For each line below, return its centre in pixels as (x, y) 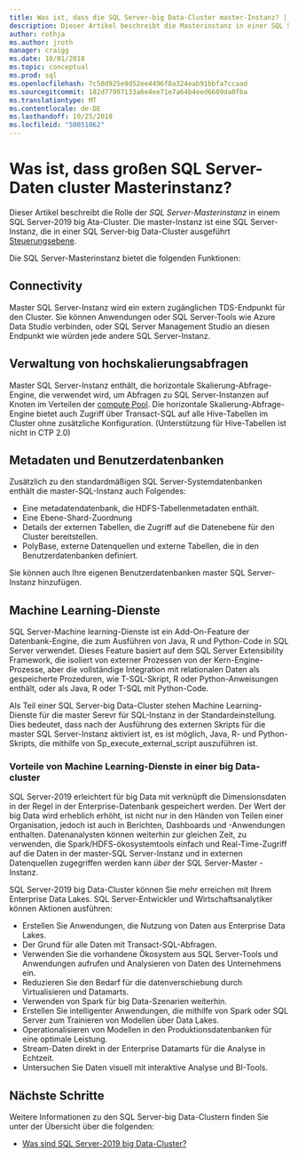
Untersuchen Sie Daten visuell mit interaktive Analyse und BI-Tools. (145, 1067)
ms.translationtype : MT (53, 100)
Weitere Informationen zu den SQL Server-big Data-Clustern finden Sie (139, 1117)
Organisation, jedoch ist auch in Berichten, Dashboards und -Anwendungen (147, 825)
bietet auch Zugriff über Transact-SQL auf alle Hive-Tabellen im (153, 414)
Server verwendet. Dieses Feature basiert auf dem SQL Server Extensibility (146, 651)
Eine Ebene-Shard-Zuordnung (77, 518)
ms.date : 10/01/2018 (47, 59)
